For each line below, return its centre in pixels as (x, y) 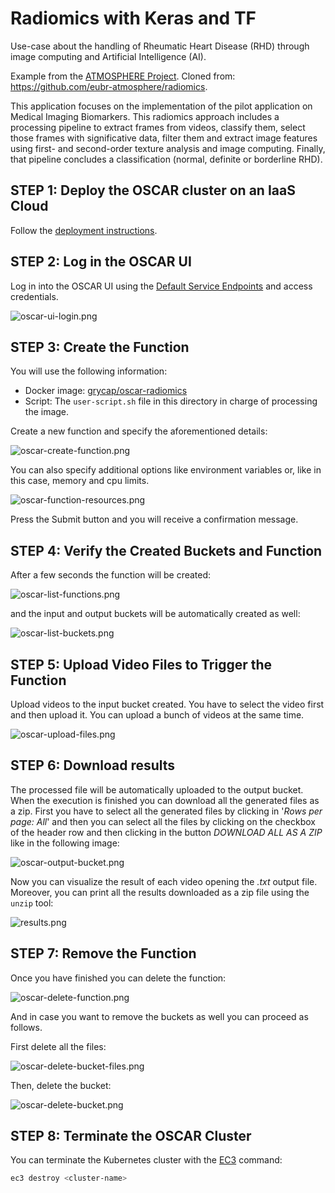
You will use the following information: (89, 371)
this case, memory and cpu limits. (80, 481)
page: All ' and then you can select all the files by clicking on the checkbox (163, 821)
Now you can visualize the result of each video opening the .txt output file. (164, 881)
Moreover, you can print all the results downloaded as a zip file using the (160, 892)
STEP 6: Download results (93, 765)
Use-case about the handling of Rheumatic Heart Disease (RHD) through (160, 46)
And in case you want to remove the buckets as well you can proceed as (159, 1016)
